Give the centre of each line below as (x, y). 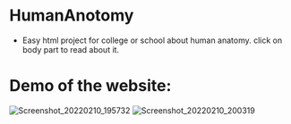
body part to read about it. (70, 49)
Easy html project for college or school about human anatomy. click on (152, 40)
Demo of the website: (90, 86)
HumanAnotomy (72, 16)
